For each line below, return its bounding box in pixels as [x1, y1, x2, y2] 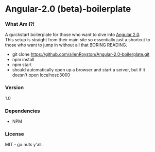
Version [5, 84, 24, 91]
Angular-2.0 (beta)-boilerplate [5, 3, 131, 15]
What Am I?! [5, 21, 35, 28]
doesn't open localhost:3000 [12, 72, 70, 78]
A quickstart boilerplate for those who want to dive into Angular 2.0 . [5, 32, 141, 37]
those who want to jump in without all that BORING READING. [5, 42, 127, 48]
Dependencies [5, 107, 40, 114]
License [5, 131, 24, 137]
